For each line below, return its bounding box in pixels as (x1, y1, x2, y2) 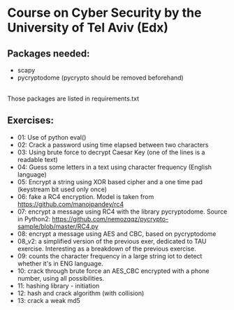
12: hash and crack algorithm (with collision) (17, 288, 145, 297)
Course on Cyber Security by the (7, 5, 202, 21)
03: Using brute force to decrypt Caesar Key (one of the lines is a (17, 148, 205, 156)
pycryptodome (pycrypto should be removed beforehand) (17, 73, 184, 82)
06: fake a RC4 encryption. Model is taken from (17, 192, 154, 200)
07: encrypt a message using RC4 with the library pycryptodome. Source (17, 207, 228, 216)
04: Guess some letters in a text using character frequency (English (17, 163, 212, 171)
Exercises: (7, 115, 54, 126)
